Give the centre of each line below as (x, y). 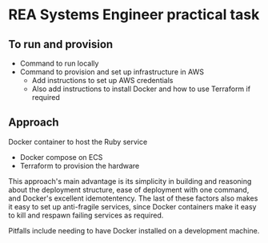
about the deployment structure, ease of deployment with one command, (129, 189)
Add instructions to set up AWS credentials (102, 80)
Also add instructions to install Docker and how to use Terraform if (141, 89)
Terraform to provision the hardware (80, 165)
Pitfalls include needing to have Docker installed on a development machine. (134, 230)
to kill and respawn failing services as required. (86, 215)
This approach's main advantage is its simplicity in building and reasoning (130, 181)
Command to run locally (59, 63)
